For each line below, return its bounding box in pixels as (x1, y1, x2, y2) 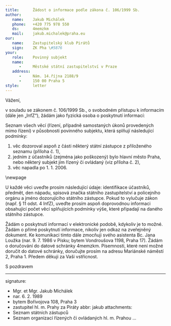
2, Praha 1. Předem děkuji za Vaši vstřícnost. (5, 253, 98, 259)
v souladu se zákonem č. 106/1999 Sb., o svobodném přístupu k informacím (5, 107, 164, 113)
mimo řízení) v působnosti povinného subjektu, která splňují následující (5, 128, 154, 134)
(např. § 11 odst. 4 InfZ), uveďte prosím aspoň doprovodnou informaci (5, 200, 151, 206)
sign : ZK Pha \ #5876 (12, 45, 63, 50)
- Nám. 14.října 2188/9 (18, 74, 79, 79)
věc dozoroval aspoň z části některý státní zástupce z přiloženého (12, 143, 152, 149)
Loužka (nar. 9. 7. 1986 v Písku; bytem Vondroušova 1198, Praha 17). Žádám (5, 237, 163, 243)
